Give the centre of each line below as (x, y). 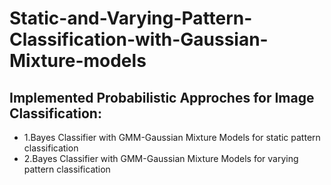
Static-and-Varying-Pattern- (131, 18)
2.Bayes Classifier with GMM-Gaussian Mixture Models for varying (161, 158)
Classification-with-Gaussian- (139, 39)
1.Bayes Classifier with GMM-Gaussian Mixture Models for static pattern (172, 137)
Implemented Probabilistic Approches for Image (162, 97)
